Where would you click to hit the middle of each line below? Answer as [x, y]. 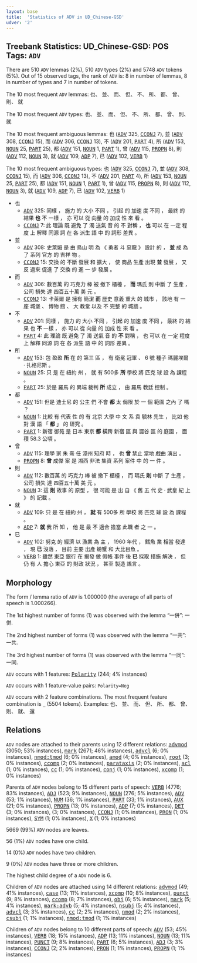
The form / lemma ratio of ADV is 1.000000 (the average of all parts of [89, 597]
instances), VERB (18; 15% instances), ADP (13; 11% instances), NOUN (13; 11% [98, 935]
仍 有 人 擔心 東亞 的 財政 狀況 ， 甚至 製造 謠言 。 [83, 564]
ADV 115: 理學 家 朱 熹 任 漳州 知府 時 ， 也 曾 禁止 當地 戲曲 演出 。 [104, 453]
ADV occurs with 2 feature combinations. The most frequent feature [87, 697]
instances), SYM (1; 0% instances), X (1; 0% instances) [71, 818]
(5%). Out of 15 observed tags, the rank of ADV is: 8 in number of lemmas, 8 [97, 76]
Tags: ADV [23, 56]
